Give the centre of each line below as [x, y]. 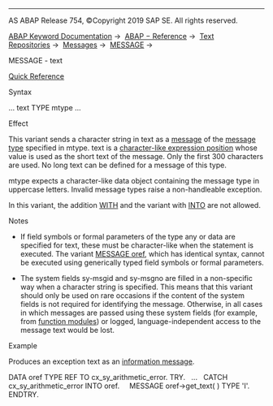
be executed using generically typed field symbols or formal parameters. [142, 262]
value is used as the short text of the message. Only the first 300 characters [136, 156]
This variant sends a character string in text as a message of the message [132, 139]
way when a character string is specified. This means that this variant [136, 287]
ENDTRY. [24, 394]
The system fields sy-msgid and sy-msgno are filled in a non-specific [136, 278]
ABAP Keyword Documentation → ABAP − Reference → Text [111, 36]
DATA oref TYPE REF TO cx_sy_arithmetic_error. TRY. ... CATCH [118, 377]
